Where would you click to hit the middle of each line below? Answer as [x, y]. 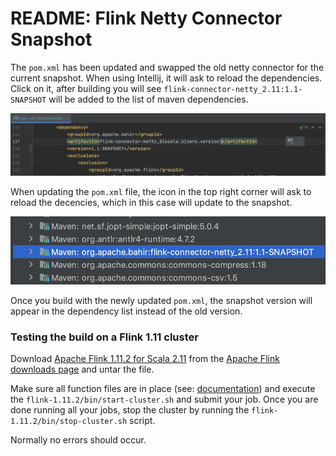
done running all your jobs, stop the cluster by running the [130, 409]
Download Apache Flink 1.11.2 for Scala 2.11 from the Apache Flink [145, 358]
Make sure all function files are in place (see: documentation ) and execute [163, 388]
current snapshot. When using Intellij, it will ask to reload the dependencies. [166, 78]
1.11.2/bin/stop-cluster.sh [69, 421]
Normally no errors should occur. [78, 439]
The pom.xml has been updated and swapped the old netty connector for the [167, 67]
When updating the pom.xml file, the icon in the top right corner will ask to [161, 192]
